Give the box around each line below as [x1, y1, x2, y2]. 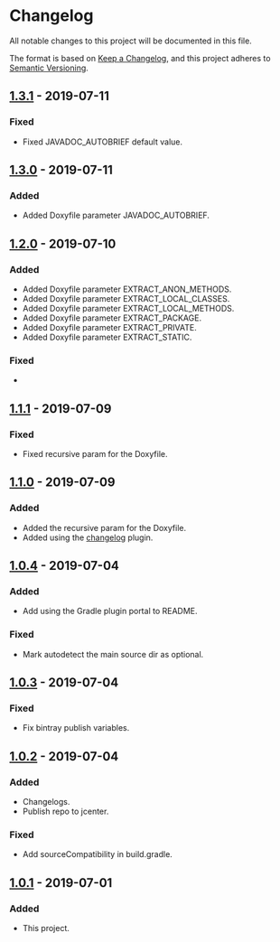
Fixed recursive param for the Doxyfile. [22, 448, 168, 459]
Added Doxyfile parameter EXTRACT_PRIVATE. [22, 322, 197, 332]
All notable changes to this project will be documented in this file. [9, 35, 253, 46]
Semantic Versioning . [9, 62, 89, 73]
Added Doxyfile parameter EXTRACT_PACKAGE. [22, 312, 201, 323]
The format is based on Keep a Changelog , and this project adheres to [9, 52, 271, 63]
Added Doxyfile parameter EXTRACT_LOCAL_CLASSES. [22, 294, 230, 303]
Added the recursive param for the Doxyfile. [22, 522, 187, 533]
